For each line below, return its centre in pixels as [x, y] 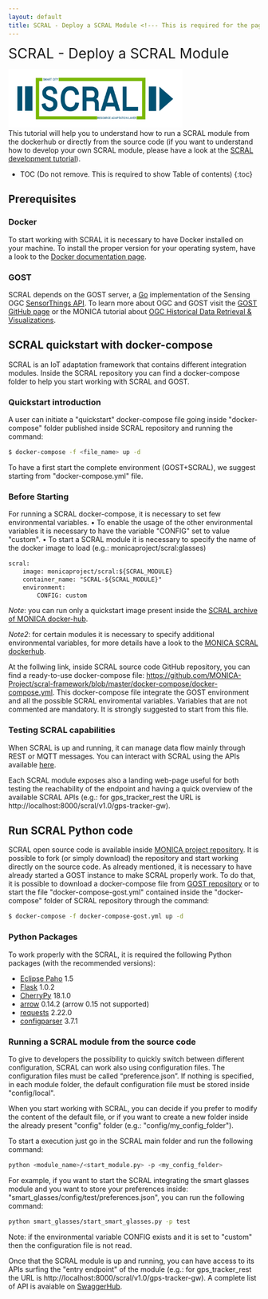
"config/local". [32, 1093]
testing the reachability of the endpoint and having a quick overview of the [130, 788]
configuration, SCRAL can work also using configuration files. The [117, 1067]
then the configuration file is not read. [70, 1245]
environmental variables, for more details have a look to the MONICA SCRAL [134, 643]
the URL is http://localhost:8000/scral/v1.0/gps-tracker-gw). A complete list [132, 1277]
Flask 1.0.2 [37, 986]
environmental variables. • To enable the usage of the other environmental [131, 523]
